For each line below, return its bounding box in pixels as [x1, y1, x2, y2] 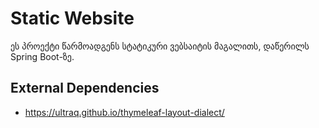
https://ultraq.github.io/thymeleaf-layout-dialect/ [24, 106, 225, 118]
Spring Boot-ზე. [10, 50, 75, 62]
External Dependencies [10, 80, 160, 97]
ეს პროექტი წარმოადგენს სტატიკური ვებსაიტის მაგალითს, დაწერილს [10, 40, 310, 52]
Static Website [10, 7, 135, 30]
